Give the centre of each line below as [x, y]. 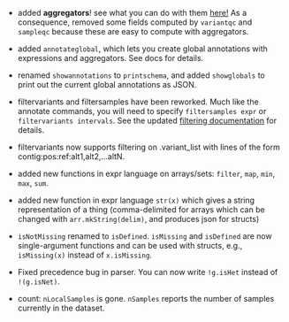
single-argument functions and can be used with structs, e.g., [130, 245]
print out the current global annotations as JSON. [107, 84]
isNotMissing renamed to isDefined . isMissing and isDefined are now [144, 236]
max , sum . [33, 183]
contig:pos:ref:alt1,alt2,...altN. [71, 157]
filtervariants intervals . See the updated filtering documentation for [147, 120]
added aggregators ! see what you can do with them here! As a [132, 13]
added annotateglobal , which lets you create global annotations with [142, 49]
